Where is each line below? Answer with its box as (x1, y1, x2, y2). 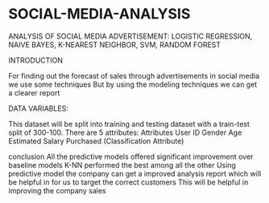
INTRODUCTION (8, 55, 63, 65)
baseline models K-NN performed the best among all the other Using (8, 160, 236, 169)
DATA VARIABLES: (8, 104, 68, 113)
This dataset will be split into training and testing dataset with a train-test (8, 119, 250, 128)
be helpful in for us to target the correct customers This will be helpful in (8, 177, 249, 187)
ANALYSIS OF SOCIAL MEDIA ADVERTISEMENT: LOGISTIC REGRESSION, (8, 31, 253, 41)
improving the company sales (8, 185, 106, 195)
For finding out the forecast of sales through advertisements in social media (8, 71, 260, 80)
